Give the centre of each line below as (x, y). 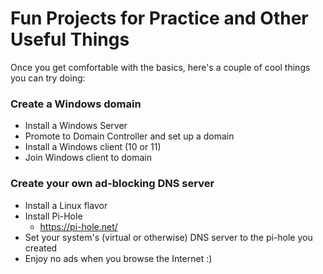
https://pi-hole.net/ (78, 226)
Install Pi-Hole (53, 216)
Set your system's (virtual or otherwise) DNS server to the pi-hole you (168, 237)
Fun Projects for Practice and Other (159, 18)
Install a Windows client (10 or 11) (93, 147)
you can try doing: (48, 78)
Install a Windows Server (76, 126)
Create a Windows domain (76, 104)
